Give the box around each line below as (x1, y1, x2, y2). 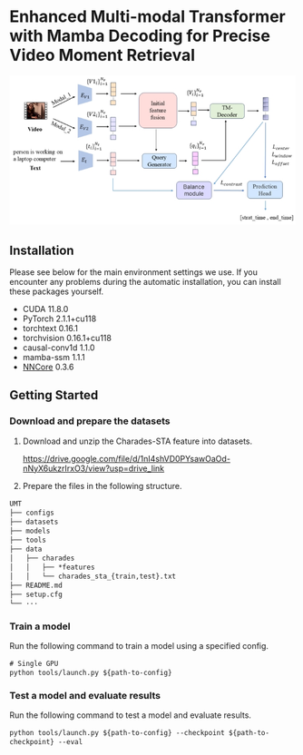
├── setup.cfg (9, 590, 64, 599)
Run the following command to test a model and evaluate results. (9, 710, 252, 721)
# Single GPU (9, 660, 59, 669)
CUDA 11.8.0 (22, 304, 69, 315)
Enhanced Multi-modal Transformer (9, 6, 286, 27)
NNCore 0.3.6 (22, 361, 74, 373)
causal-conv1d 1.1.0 (22, 342, 95, 353)
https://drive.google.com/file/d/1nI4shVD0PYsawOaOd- (22, 453, 231, 464)
